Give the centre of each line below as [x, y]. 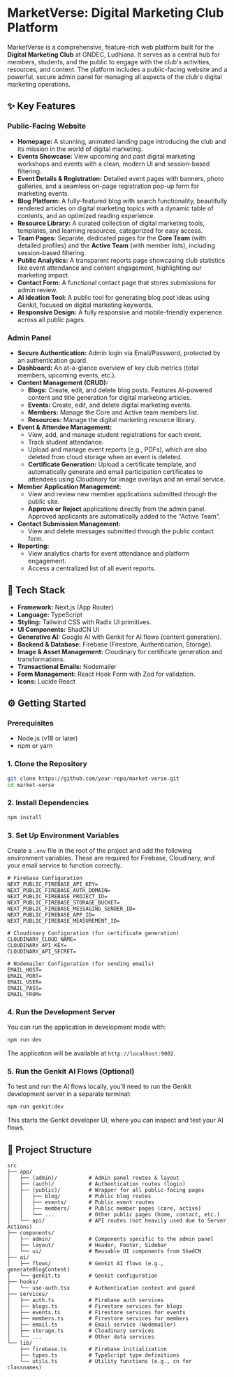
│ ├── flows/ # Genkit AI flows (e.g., [86, 1264]
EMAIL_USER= [24, 982]
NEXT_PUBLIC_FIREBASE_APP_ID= [51, 915]
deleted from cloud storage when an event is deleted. [105, 456]
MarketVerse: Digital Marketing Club [116, 13]
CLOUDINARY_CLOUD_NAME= [42, 939]
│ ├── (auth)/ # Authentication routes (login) [97, 1184]
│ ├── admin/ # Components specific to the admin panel [111, 1239]
